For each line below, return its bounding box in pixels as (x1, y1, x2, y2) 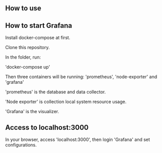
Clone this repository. (5, 44, 50, 50)
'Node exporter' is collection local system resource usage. (5, 98, 127, 105)
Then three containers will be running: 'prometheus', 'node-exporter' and (5, 74, 157, 80)
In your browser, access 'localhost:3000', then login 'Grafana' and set (5, 136, 150, 143)
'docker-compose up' (5, 64, 50, 70)
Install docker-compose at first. (5, 35, 71, 41)
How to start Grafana (5, 21, 72, 30)
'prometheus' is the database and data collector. (5, 89, 106, 95)
